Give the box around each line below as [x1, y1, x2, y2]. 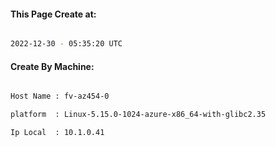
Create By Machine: [10, 60, 95, 72]
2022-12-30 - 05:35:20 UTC [10, 39, 123, 49]
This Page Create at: [10, 8, 97, 20]
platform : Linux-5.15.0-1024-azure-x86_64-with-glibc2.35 [10, 110, 267, 120]
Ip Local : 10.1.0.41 [10, 128, 105, 138]
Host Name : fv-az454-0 [10, 91, 110, 102]
